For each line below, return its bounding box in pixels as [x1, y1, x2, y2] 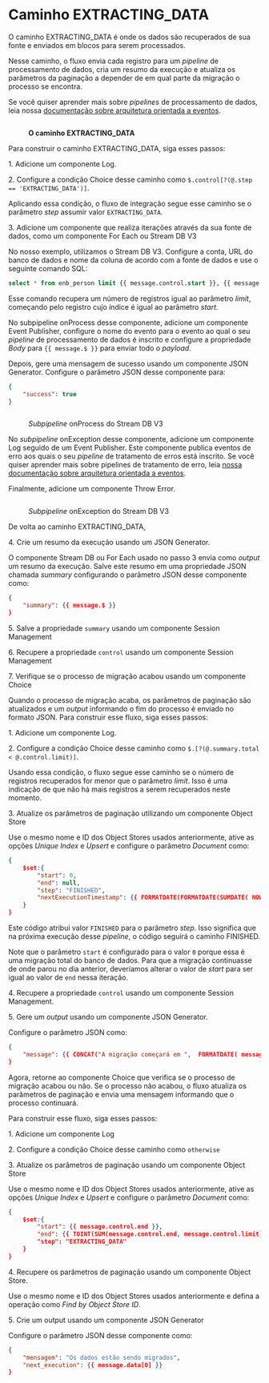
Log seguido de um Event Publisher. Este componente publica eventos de [8, 443, 251, 453]
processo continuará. [8, 1098, 78, 1108]
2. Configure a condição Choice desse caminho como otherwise [8, 1144, 220, 1154]
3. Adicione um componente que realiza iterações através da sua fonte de [8, 222, 252, 232]
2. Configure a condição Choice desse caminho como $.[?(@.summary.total [8, 744, 260, 753]
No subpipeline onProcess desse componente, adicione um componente [8, 318, 248, 327]
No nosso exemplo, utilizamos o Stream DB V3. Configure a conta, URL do [8, 247, 254, 256]
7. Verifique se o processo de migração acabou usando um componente [8, 671, 247, 681]
